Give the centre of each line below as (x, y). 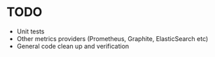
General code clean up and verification (73, 46)
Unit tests (30, 31)
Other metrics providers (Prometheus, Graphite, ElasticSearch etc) (112, 38)
